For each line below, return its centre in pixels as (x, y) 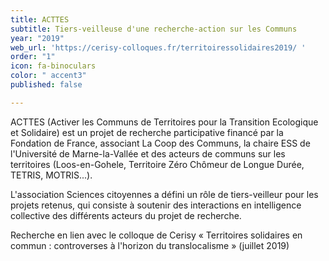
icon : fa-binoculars (53, 66)
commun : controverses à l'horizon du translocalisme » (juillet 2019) (150, 245)
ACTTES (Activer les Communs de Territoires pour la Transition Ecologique (164, 122)
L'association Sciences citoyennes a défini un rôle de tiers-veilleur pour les (164, 194)
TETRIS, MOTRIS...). (51, 175)
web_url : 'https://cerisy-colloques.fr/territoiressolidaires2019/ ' (158, 47)
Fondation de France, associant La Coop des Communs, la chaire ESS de (160, 143)
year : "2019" (37, 38)
